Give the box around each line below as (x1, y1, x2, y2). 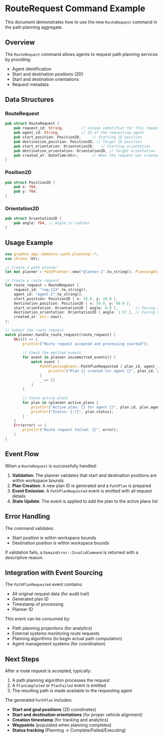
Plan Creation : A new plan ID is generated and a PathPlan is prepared (12, 483, 151, 489)
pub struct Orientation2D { (5, 216, 62, 221)
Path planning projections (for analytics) (12, 625, 92, 631)
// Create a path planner (5, 265, 57, 270)
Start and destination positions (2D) (12, 71, 83, 77)
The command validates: (5, 525, 54, 531)
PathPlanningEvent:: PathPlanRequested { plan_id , (39, 364, 142, 369)
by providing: (5, 57, 32, 62)
